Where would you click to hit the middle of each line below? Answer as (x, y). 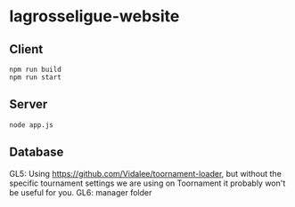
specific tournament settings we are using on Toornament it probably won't (147, 183)
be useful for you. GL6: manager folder (81, 192)
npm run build (36, 69)
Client (26, 49)
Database (37, 152)
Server (29, 104)
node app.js (31, 125)
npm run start (36, 77)
